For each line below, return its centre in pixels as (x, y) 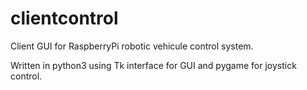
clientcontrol (64, 18)
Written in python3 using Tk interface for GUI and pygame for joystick (153, 65)
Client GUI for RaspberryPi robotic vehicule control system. (132, 46)
